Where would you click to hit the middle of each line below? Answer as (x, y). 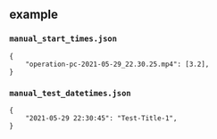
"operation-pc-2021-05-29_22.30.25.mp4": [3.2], (117, 64)
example (34, 15)
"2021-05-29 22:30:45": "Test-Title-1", (101, 118)
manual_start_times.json (63, 39)
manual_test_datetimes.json (70, 93)
